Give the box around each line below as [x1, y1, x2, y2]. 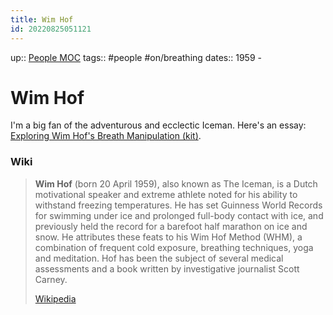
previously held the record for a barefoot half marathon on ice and [34, 220, 308, 232]
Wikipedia [34, 292, 77, 305]
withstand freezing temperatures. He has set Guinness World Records [34, 199, 323, 211]
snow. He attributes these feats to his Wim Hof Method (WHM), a [34, 231, 303, 243]
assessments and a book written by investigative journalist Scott [34, 262, 300, 275]
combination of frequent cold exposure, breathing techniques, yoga [34, 241, 314, 253]
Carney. [34, 273, 68, 285]
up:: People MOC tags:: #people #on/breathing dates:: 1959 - [10, 51, 262, 63]
